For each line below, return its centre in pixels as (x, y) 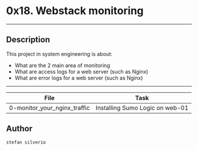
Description (28, 40)
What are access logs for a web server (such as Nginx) (81, 71)
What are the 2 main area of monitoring (62, 65)
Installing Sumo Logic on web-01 (142, 108)
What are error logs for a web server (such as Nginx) (79, 78)
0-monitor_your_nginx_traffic (49, 108)
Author (19, 129)
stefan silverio (26, 142)
